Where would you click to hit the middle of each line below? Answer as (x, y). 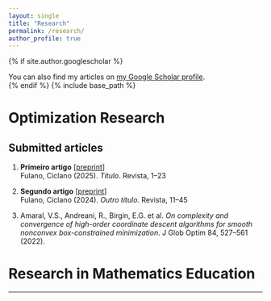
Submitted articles (56, 147)
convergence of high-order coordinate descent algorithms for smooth (136, 224)
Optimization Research (87, 118)
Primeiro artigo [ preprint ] (63, 167)
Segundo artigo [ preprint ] (63, 191)
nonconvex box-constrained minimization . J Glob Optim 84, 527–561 (134, 233)
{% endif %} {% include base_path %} (72, 86)
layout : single (34, 16)
